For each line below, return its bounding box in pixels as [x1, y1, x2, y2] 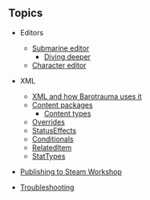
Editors [19, 27, 44, 37]
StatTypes [31, 151, 66, 161]
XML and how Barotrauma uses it [31, 92, 142, 101]
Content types [43, 108, 91, 118]
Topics [8, 6, 43, 20]
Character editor [31, 60, 87, 70]
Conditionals [31, 134, 74, 144]
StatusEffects [31, 125, 77, 135]
